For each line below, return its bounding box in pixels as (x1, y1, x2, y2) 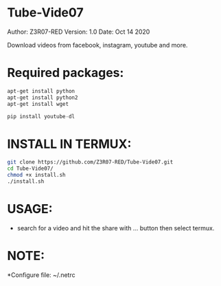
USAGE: (7, 201, 53, 217)
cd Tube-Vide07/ (7, 165, 54, 173)
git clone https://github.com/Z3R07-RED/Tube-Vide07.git (7, 159, 174, 166)
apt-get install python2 (7, 94, 78, 101)
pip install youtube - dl (7, 113, 75, 120)
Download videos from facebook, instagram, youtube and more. (7, 41, 188, 49)
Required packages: (7, 65, 124, 80)
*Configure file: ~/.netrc (7, 270, 75, 279)
